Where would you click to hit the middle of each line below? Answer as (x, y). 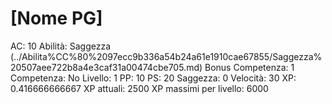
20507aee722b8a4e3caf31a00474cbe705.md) (106, 67)
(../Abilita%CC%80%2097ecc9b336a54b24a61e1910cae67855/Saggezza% (166, 56)
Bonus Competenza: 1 (249, 67)
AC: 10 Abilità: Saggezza (61, 46)
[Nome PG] (56, 18)
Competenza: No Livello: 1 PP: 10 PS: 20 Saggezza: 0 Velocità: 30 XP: (153, 78)
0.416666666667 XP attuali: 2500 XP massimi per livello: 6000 (139, 88)
